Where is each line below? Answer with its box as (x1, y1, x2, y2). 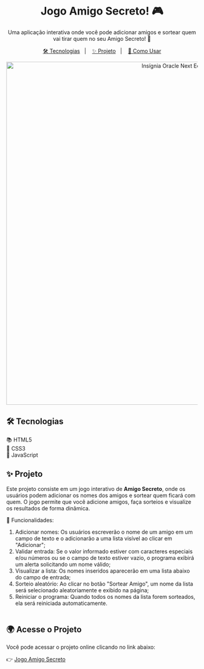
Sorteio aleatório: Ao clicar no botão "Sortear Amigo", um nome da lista (15, 580, 193, 587)
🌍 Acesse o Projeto (6, 624, 82, 634)
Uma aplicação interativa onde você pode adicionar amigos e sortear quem (8, 28, 196, 36)
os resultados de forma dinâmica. (6, 504, 90, 512)
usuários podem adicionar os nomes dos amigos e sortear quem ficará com (6, 492, 196, 499)
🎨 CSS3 (6, 445, 25, 452)
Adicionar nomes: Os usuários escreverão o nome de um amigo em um (15, 528, 193, 535)
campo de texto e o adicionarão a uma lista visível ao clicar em (15, 534, 172, 542)
